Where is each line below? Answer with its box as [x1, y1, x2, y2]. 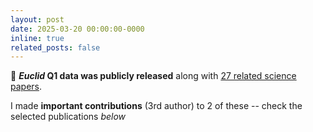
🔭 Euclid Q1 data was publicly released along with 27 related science [10, 70, 297, 82]
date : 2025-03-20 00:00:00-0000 [10, 24, 145, 34]
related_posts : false [10, 42, 101, 53]
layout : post [10, 14, 65, 25]
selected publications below [10, 111, 127, 123]
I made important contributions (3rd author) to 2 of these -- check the [10, 100, 303, 112]
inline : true [10, 33, 65, 43]
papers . [10, 81, 43, 93]
